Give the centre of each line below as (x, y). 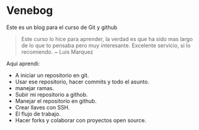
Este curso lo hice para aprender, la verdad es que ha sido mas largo (107, 39)
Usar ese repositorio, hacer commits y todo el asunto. (82, 82)
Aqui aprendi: (23, 63)
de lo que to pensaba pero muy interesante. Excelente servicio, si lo (106, 45)
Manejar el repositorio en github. (56, 101)
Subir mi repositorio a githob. (51, 94)
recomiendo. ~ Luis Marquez (57, 51)
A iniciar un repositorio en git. (52, 75)
